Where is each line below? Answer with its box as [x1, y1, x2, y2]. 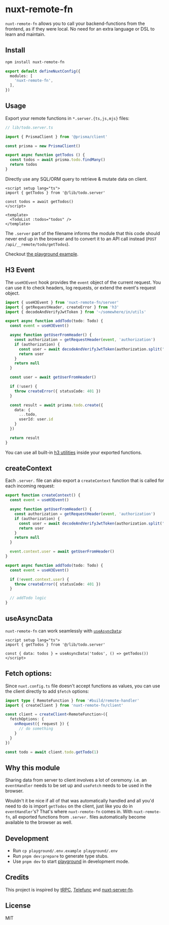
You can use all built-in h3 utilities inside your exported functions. [5, 449, 142, 455]
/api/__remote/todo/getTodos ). [5, 241, 70, 247]
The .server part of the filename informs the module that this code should [5, 230, 160, 236]
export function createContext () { [5, 493, 81, 498]
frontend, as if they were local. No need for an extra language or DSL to [5, 25, 155, 32]
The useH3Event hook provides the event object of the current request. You [5, 279, 161, 285]
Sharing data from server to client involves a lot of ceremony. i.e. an [5, 777, 147, 783]
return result [10, 435, 40, 441]
